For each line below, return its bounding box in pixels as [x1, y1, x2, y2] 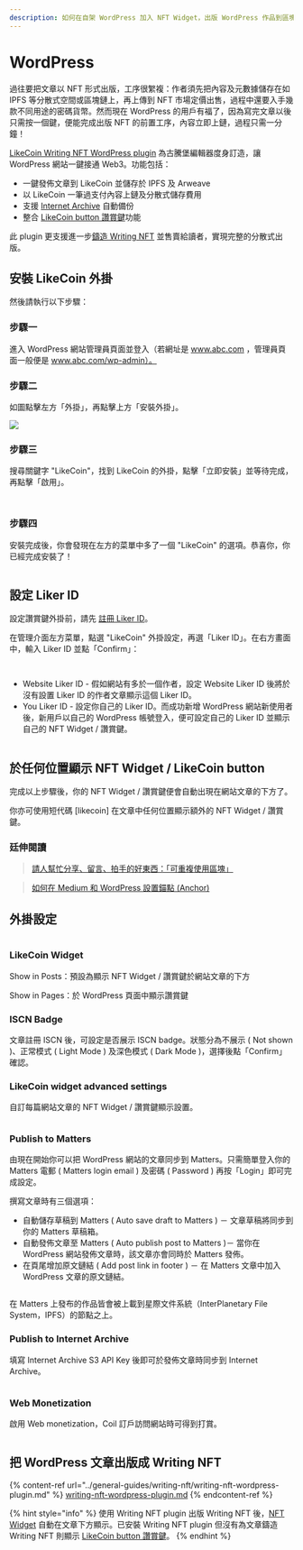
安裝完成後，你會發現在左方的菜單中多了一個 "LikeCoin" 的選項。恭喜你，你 [9, 539, 291, 550]
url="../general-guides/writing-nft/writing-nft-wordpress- [67, 1480, 280, 1490]
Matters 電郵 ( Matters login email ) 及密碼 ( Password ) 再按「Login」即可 [9, 1165, 284, 1177]
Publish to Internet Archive [9, 1333, 129, 1345]
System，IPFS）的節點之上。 [9, 1309, 118, 1321]
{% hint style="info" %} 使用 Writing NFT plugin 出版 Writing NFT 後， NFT [9, 1508, 285, 1518]
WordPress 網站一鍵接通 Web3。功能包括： [9, 159, 171, 170]
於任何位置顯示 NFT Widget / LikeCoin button [9, 760, 265, 775]
